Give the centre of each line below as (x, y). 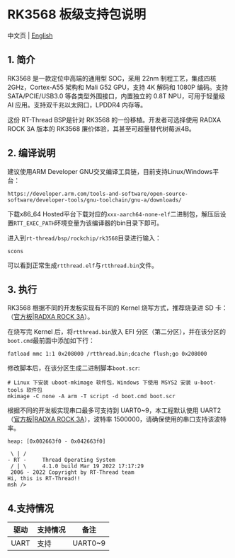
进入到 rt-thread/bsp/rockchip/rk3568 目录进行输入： (84, 238)
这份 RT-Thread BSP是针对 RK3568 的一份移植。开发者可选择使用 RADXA (114, 120)
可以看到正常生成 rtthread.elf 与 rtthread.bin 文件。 (82, 265)
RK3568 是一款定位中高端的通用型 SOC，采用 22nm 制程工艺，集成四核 (112, 78)
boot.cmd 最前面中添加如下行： (51, 341)
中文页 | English (30, 35)
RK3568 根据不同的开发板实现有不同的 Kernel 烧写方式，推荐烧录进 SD (110, 308)
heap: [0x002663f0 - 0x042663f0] (57, 442)
